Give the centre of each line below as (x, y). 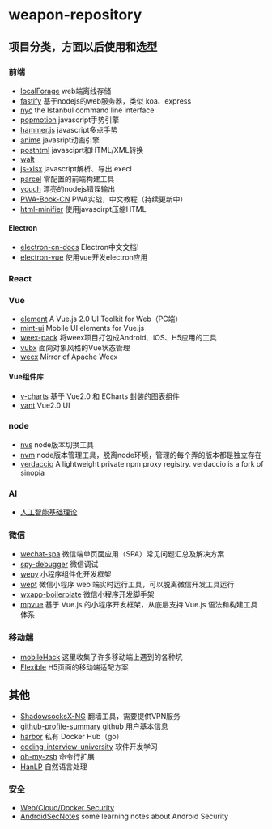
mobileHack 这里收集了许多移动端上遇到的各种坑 (101, 657)
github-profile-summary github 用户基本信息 (94, 726)
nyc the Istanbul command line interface (87, 110)
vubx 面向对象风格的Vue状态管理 (75, 348)
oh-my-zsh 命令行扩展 (57, 756)
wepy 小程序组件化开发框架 (66, 574)
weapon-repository (75, 15)
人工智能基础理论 (49, 512)
